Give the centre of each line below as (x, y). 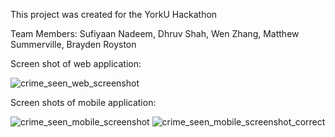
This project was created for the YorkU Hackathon (114, 14)
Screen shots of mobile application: (83, 102)
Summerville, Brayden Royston (73, 44)
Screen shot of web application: (76, 63)
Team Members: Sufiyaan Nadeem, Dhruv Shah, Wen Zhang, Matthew (155, 33)
